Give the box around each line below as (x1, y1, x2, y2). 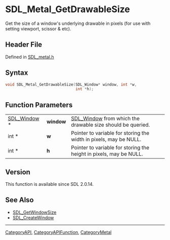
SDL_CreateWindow (12, 214, 54, 221)
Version (5, 168, 30, 176)
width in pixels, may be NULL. (70, 136, 142, 143)
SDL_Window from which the (70, 115, 140, 122)
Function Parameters (5, 100, 73, 109)
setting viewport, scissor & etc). (5, 25, 72, 31)
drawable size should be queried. (70, 122, 150, 129)
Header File (5, 41, 42, 49)
